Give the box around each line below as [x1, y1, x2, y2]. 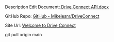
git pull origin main [5, 32, 42, 37]
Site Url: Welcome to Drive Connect [5, 22, 76, 28]
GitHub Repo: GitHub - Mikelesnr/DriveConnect [5, 13, 99, 19]
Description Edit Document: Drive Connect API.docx [5, 4, 109, 10]
